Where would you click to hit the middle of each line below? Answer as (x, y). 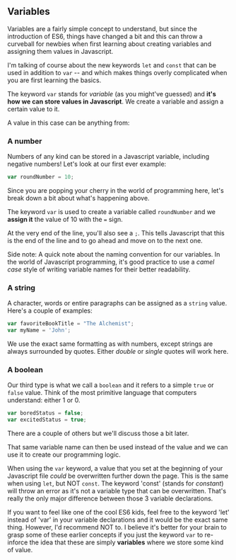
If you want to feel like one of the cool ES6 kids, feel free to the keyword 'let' (118, 513)
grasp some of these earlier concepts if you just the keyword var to (105, 535)
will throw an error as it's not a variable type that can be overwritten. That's (117, 491)
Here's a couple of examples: (50, 310)
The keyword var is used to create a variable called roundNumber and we (112, 211)
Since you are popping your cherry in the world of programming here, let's (116, 190)
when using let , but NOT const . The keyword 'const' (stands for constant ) (116, 483)
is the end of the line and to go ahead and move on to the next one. (105, 240)
